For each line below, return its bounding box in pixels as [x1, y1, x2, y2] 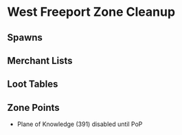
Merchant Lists [7, 54, 73, 66]
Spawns [7, 32, 43, 43]
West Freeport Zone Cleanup [7, 4, 176, 20]
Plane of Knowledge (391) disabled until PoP [16, 120, 143, 128]
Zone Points [7, 101, 60, 114]
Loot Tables [7, 79, 58, 90]
